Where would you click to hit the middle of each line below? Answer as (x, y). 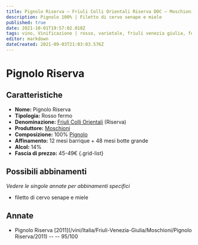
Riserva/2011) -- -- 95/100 (46, 236)
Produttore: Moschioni (42, 128)
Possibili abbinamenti (47, 172)
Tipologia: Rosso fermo (43, 115)
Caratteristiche (34, 95)
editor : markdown (27, 39)
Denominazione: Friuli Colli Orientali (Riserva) (70, 122)
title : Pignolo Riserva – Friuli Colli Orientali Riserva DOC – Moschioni (100, 11)
